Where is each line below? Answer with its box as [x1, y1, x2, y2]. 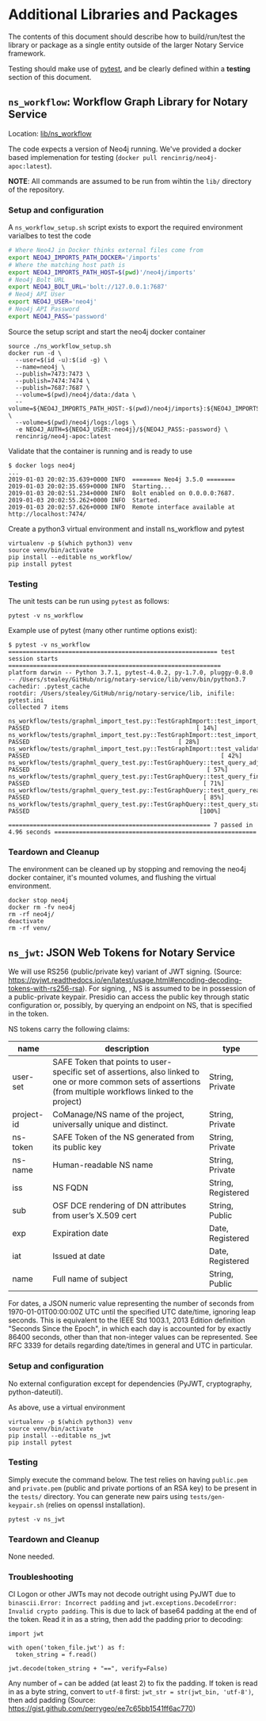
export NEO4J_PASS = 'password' [8, 312, 108, 320]
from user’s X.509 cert [52, 1210, 137, 1221]
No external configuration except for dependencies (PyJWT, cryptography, [8, 1379, 253, 1388]
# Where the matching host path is [8, 261, 126, 269]
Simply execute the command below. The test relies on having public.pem [8, 1475, 248, 1484]
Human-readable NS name [52, 1159, 154, 1170]
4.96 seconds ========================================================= [8, 828, 257, 837]
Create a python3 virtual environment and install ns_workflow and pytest [8, 524, 245, 533]
